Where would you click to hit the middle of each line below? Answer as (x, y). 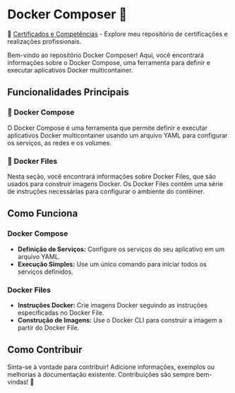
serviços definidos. (46, 272)
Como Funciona (43, 213)
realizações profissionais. (44, 41)
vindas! (18, 382)
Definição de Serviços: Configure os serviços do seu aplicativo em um (121, 249)
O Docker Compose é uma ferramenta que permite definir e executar (108, 128)
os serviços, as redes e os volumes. (59, 143)
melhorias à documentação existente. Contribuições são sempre (101, 374)
